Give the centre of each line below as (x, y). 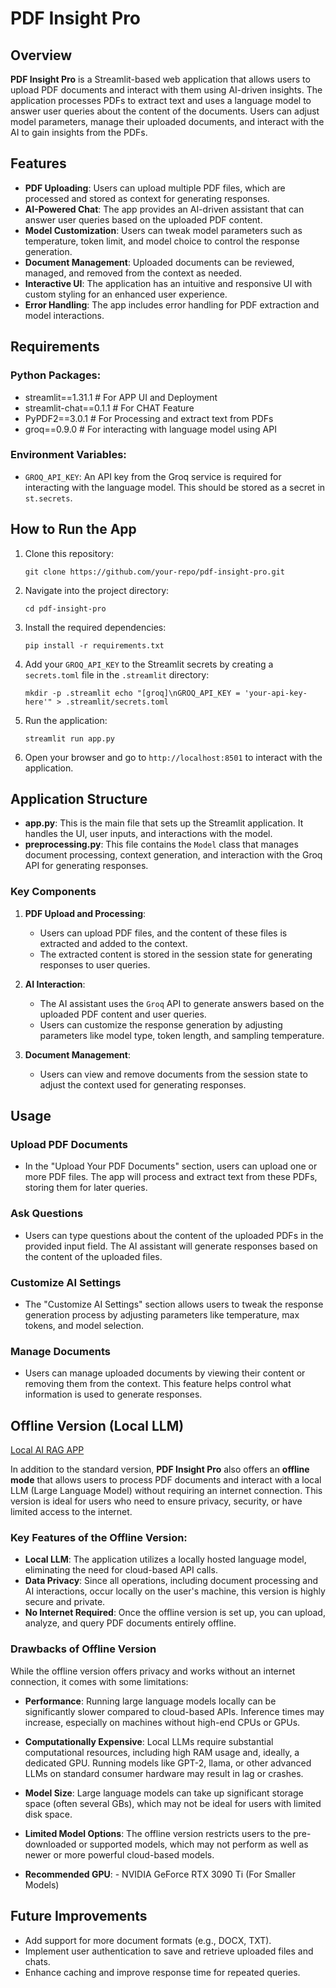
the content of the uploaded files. (93, 1256)
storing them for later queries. (86, 1188)
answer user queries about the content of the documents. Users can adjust (165, 111)
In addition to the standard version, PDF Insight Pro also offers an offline (160, 1469)
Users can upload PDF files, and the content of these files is (163, 933)
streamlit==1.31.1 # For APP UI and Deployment (121, 397)
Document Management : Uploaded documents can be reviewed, (159, 262)
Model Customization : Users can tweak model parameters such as (163, 230)
